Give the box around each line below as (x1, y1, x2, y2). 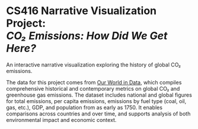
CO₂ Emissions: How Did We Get (6, 29, 168, 42)
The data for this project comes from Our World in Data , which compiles (6, 78, 182, 86)
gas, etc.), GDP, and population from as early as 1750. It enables (6, 104, 163, 111)
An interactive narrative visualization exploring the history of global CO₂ (6, 61, 181, 68)
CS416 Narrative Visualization (6, 4, 157, 18)
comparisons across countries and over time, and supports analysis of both (6, 110, 191, 117)
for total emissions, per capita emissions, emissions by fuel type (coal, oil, (6, 97, 187, 104)
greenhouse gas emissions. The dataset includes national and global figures (6, 91, 193, 98)
